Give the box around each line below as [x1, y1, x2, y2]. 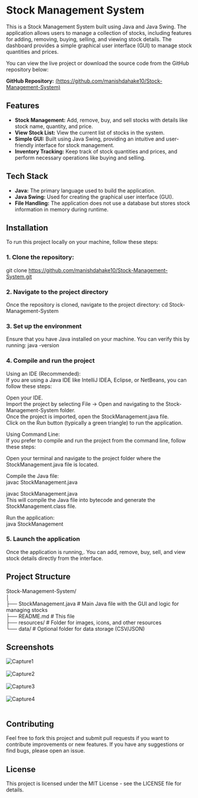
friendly [14, 141, 34, 148]
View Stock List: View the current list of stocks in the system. [14, 129, 165, 136]
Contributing [6, 719, 54, 729]
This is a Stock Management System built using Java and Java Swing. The [6, 23, 187, 30]
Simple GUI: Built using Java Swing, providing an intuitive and [14, 135, 165, 142]
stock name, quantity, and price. [14, 122, 93, 130]
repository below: [6, 66, 49, 73]
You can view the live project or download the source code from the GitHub [6, 60, 190, 67]
